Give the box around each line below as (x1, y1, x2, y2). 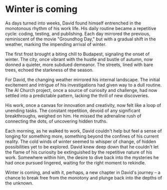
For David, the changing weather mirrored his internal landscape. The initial (5, 76, 160, 82)
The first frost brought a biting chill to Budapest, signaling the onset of (5, 51, 150, 57)
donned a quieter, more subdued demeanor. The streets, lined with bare (5, 61, 153, 67)
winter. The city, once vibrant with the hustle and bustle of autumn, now (5, 56, 153, 62)
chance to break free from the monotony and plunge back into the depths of (5, 174, 162, 180)
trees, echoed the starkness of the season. (5, 66, 94, 73)
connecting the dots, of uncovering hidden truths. (5, 118, 107, 124)
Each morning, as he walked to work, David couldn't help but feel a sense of (5, 127, 162, 133)
